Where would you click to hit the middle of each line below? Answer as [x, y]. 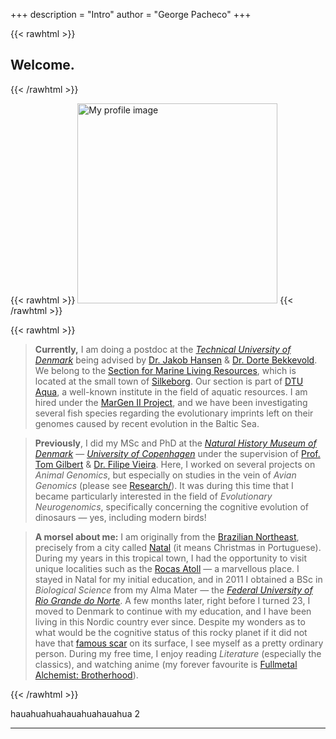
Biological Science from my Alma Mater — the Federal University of [173, 590]
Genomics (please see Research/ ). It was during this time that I [164, 485]
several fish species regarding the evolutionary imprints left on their [174, 413]
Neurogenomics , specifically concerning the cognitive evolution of [171, 506]
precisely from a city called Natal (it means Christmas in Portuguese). [178, 547]
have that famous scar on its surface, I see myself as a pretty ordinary [179, 643]
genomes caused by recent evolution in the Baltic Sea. [147, 423]
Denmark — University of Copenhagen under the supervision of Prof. [177, 453]
